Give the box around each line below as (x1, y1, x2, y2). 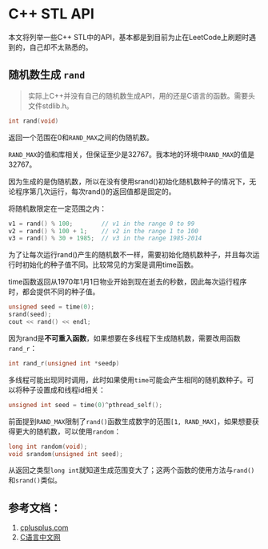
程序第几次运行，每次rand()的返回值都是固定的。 (14, 186, 176, 196)
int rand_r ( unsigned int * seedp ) (8, 359, 120, 367)
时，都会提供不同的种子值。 (8, 287, 100, 297)
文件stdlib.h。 (27, 101, 74, 111)
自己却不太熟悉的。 (29, 42, 93, 52)
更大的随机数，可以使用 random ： (14, 426, 122, 436)
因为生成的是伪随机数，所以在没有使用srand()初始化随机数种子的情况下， (8, 176, 250, 186)
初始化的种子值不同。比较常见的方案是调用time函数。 (22, 260, 198, 269)
